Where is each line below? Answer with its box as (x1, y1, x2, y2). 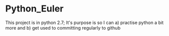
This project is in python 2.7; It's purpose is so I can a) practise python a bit (5, 19, 164, 25)
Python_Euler (5, 3, 64, 14)
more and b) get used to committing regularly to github (5, 24, 121, 30)
